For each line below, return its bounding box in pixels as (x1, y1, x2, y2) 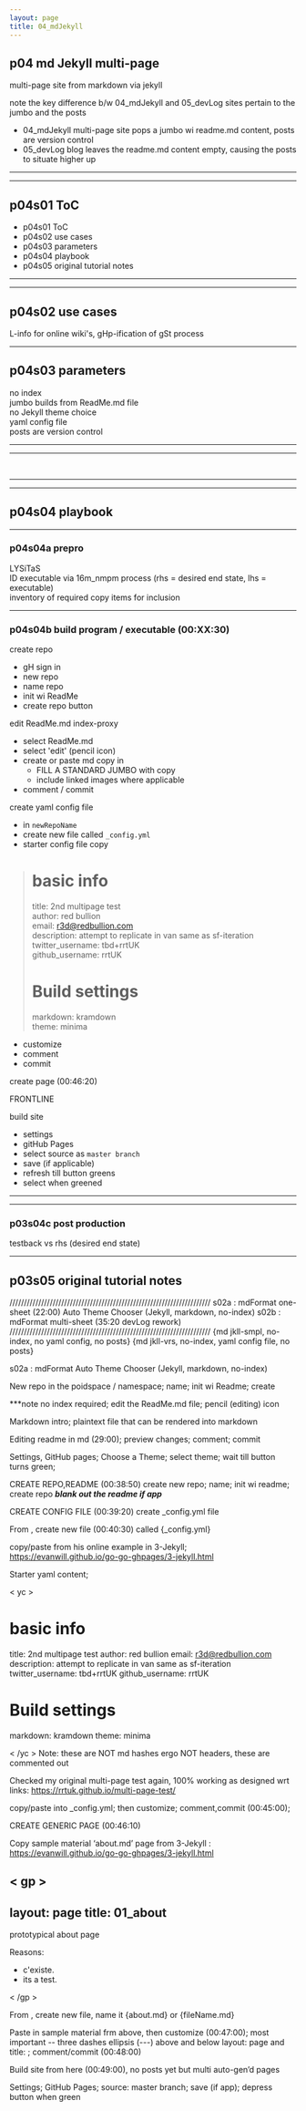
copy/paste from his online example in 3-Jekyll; (9, 1542, 188, 1553)
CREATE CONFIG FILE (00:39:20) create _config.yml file (9, 1506, 219, 1517)
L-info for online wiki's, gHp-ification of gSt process (9, 327, 205, 338)
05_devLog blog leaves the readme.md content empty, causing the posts (22, 144, 297, 155)
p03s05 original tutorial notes (9, 1273, 183, 1288)
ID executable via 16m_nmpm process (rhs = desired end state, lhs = (9, 572, 267, 584)
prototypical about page (9, 1930, 100, 1940)
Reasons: (9, 1947, 45, 1958)
